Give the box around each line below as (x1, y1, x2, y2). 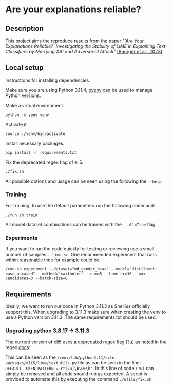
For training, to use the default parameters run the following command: (5, 203, 155, 209)
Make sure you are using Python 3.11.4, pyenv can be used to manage (5, 87, 153, 93)
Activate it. (5, 121, 28, 127)
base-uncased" (5, 271, 36, 277)
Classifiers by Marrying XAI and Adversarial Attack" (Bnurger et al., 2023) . (5, 49, 164, 54)
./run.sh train (5, 212, 38, 218)
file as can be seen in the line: (78, 359, 141, 365)
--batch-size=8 (35, 276, 68, 281)
